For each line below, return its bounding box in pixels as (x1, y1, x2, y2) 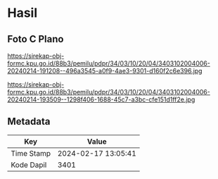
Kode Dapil (11, 160, 47, 170)
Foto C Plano (7, 33, 64, 45)
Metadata (7, 116, 51, 128)
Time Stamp (11, 148, 51, 158)
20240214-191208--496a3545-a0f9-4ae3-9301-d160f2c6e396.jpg (7, 67, 203, 75)
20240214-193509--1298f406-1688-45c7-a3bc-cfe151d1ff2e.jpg (7, 95, 195, 104)
